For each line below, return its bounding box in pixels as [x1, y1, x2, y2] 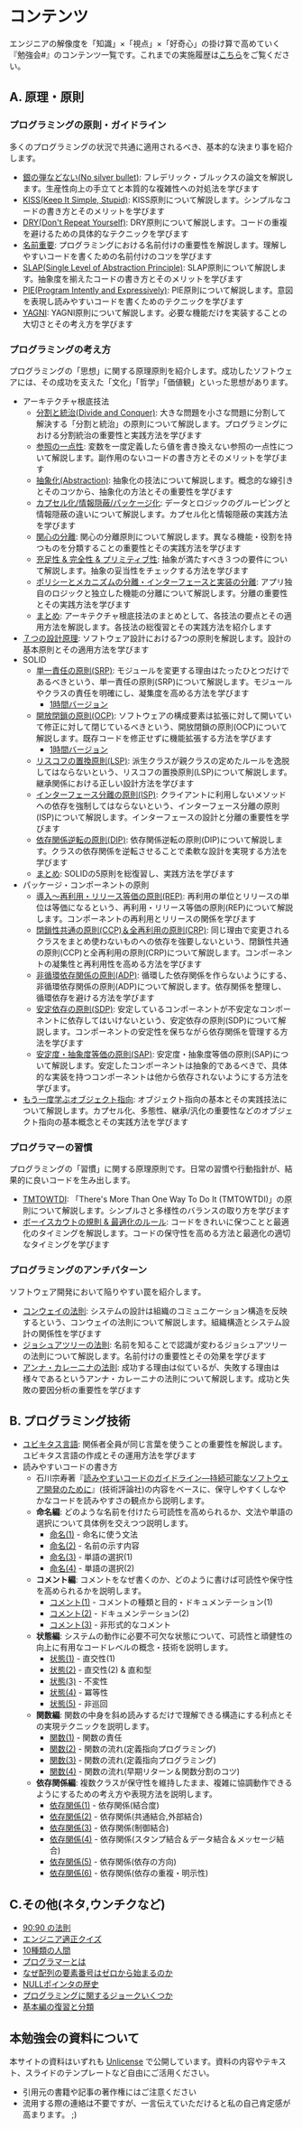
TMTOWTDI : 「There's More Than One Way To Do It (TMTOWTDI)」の [22, 1194, 285, 1204]
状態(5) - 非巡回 [49, 1698, 108, 1709]
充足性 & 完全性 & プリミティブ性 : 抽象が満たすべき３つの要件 [35, 553, 264, 564]
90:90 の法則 [22, 1922, 71, 1933]
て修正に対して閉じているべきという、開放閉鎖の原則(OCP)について [35, 721, 288, 732]
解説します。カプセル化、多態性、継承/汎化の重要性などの [46, 1105, 262, 1116]
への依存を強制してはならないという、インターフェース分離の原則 [35, 800, 280, 811]
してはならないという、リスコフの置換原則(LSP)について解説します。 [35, 767, 293, 777]
